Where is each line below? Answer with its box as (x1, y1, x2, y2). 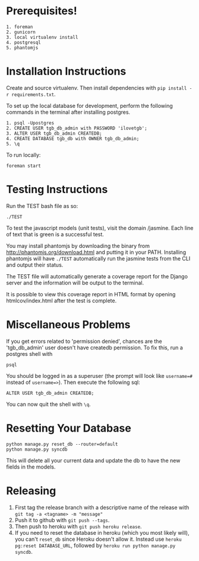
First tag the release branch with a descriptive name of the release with (14, 504, 189, 511)
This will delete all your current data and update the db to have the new (6, 457, 181, 464)
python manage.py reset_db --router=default (6, 441, 118, 447)
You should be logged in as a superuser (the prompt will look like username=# (6, 372, 193, 379)
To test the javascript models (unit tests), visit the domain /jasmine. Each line (6, 224, 194, 231)
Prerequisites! (6, 4, 77, 18)
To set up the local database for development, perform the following (6, 102, 173, 109)
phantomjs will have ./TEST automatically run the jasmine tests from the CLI (6, 255, 191, 262)
